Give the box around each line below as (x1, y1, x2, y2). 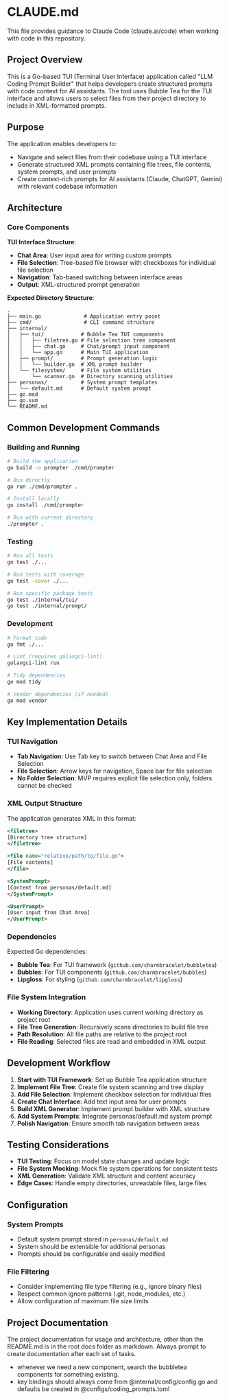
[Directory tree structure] (7, 834, 88, 841)
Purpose (7, 121, 45, 133)
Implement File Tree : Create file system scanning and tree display (16, 1082, 204, 1091)
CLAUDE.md (7, 4, 80, 20)
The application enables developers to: (7, 139, 117, 148)
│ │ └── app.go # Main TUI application (7, 349, 149, 356)
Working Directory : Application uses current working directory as (16, 1008, 204, 1016)
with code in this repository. (7, 34, 86, 42)
